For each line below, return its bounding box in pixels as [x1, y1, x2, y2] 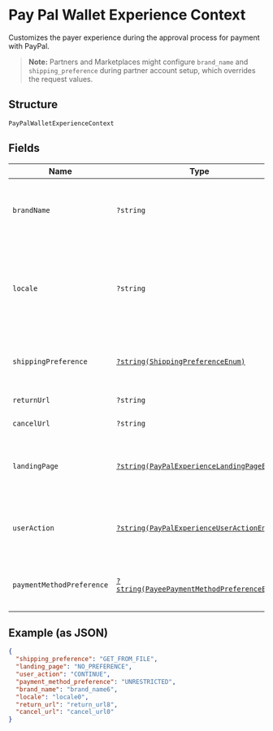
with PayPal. [8, 41, 50, 50]
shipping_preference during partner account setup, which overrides [28, 65, 256, 75]
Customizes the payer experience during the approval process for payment [8, 32, 260, 42]
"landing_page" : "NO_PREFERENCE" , [15, 663, 132, 671]
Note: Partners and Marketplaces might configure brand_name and [28, 57, 249, 67]
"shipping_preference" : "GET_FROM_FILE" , [15, 655, 158, 664]
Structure [8, 97, 58, 111]
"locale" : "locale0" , [15, 693, 89, 701]
